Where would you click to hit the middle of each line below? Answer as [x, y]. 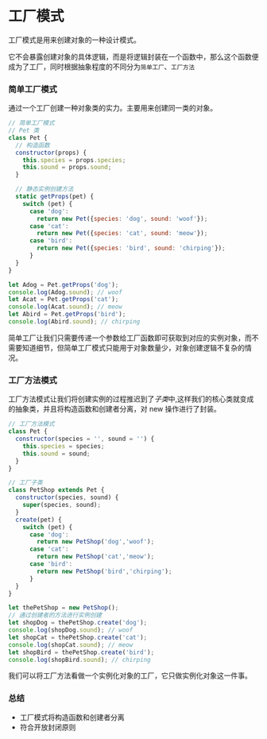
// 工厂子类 [26, 483]
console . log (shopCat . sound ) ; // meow [71, 644]
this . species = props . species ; [74, 160]
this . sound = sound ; [56, 454]
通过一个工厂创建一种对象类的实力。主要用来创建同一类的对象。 [112, 108]
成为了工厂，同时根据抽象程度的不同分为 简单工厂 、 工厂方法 [102, 66]
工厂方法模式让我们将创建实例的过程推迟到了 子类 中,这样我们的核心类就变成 [131, 399]
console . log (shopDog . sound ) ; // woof [71, 630]
